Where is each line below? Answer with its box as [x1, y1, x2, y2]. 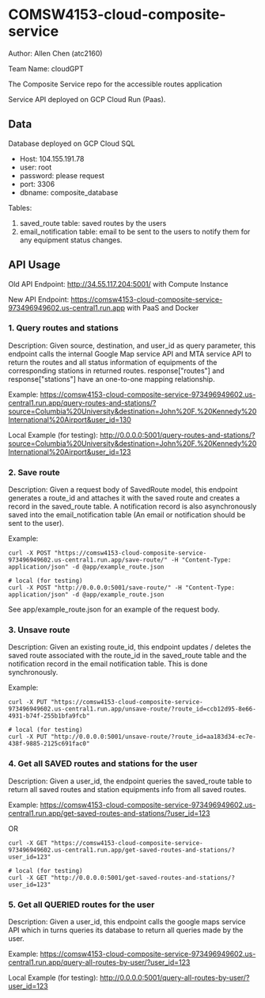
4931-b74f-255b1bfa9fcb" [8, 712, 90, 720]
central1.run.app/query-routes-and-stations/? [8, 398, 157, 407]
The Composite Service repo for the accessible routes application [8, 79, 223, 89]
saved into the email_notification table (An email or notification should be [8, 510, 246, 520]
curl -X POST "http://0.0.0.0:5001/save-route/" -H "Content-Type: [8, 584, 236, 592]
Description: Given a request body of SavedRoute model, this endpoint [8, 485, 238, 494]
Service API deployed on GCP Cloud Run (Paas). [8, 94, 166, 104]
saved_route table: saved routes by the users [19, 218, 167, 227]
